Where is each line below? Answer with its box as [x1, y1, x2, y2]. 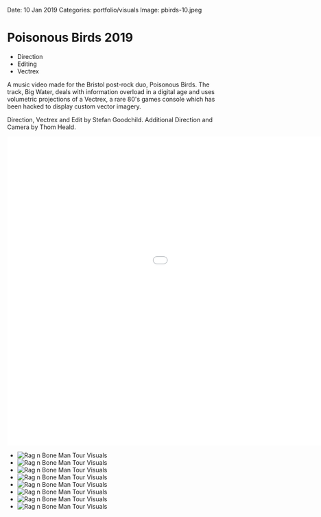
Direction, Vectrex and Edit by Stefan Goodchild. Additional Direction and [7, 115, 213, 124]
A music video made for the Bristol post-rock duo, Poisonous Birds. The [7, 80, 210, 89]
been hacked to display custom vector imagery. [7, 102, 142, 111]
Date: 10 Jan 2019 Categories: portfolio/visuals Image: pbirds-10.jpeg [7, 6, 202, 14]
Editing [16, 60, 38, 68]
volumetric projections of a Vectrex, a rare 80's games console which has [7, 95, 215, 103]
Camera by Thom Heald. [7, 123, 77, 131]
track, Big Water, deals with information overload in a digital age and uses [7, 87, 215, 95]
